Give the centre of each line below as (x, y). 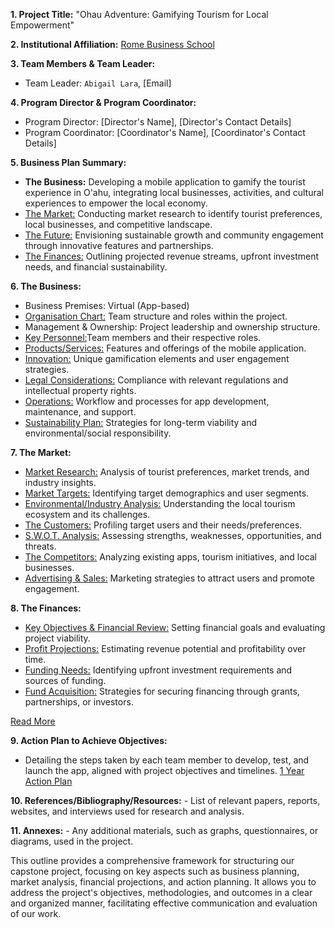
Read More (33, 721)
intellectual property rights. (80, 390)
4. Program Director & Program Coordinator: (103, 102)
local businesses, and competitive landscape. (118, 224)
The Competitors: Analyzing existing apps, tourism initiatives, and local (171, 557)
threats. (40, 546)
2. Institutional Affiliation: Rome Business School (112, 44)
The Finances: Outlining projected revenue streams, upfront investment (172, 256)
